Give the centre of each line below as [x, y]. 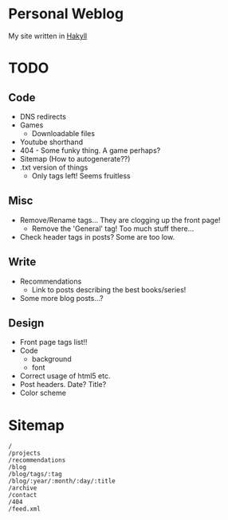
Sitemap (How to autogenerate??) [75, 158]
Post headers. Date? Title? [63, 385]
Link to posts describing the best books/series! [109, 289]
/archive [23, 488]
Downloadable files [63, 133]
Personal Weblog [66, 14]
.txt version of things [54, 167]
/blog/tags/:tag [35, 475]
